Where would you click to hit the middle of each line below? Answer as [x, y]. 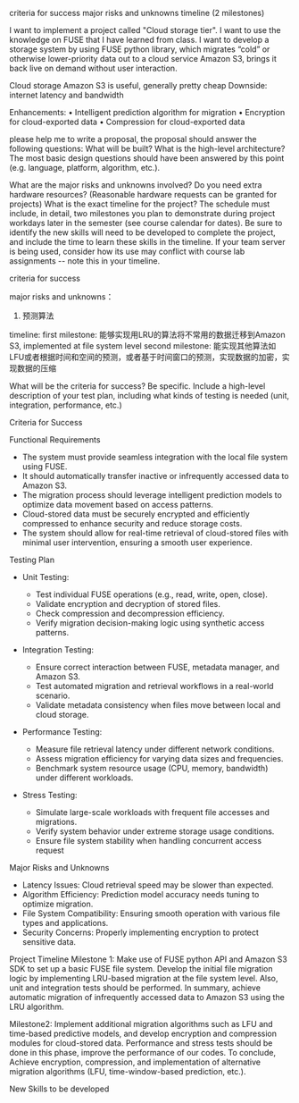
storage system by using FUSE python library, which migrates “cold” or [140, 49]
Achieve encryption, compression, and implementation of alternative [135, 1062]
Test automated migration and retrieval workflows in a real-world [154, 686]
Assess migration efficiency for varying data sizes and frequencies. [159, 758]
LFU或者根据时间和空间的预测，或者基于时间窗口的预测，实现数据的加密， [146, 357]
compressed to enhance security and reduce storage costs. [132, 523]
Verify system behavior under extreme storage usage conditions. [155, 831]
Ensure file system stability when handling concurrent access [148, 841]
